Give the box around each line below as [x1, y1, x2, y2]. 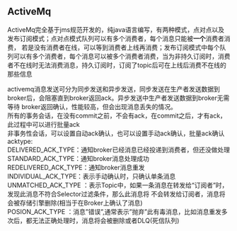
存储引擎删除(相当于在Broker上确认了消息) [19, 198, 143, 207]
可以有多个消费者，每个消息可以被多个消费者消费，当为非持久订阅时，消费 [13, 52, 231, 60]
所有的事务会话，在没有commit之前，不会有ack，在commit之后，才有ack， [7, 111, 226, 120]
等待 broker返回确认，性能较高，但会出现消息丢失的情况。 [7, 102, 177, 111]
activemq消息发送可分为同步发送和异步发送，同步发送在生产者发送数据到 [7, 84, 221, 93]
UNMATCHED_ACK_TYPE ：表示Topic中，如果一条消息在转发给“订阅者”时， [7, 181, 229, 189]
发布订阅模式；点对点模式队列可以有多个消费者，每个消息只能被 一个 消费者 [7, 34, 224, 43]
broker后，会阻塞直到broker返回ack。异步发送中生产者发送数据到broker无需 [7, 94, 230, 102]
